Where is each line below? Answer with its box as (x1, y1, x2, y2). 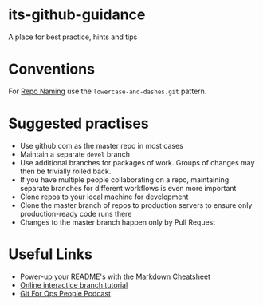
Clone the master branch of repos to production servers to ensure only (19, 200, 253, 209)
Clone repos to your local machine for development (19, 192, 189, 201)
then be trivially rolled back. (19, 166, 112, 176)
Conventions (8, 60, 96, 78)
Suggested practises (8, 114, 149, 133)
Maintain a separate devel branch (19, 149, 130, 159)
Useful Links (8, 245, 93, 263)
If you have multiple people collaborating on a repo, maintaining (19, 174, 230, 185)
